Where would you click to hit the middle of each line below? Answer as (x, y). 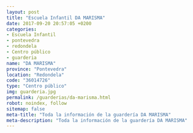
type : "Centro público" (37, 86)
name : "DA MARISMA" (31, 63)
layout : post (23, 12)
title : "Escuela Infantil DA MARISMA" (56, 18)
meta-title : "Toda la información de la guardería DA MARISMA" (89, 115)
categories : (21, 29)
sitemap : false (26, 109)
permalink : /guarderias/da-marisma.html (59, 97)
